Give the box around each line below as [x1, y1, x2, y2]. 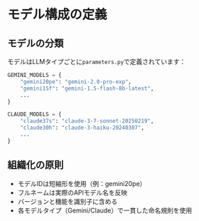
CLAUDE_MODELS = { [7, 111, 62, 118]
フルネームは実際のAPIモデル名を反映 [17, 188, 128, 197]
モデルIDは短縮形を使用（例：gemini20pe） [17, 179, 146, 187]
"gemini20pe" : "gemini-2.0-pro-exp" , [20, 78, 132, 86]
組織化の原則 [7, 159, 64, 171]
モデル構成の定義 [7, 6, 108, 23]
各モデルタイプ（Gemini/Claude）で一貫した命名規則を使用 [17, 206, 193, 215]
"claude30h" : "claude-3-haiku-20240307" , [20, 124, 144, 132]
